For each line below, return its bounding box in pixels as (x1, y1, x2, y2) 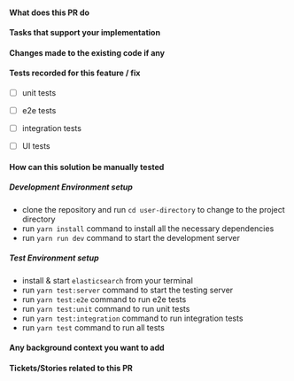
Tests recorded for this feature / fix (9, 67, 141, 79)
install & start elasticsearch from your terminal (21, 275, 193, 285)
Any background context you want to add (9, 342, 166, 354)
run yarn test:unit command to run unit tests (21, 303, 190, 314)
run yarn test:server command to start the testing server (21, 284, 234, 295)
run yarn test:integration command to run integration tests (21, 313, 244, 323)
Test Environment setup (9, 253, 99, 263)
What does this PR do (9, 7, 90, 18)
